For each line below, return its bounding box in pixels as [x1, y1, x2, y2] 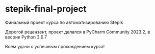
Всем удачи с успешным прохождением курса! [5, 43, 105, 49]
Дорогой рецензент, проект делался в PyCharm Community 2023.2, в [5, 29, 151, 35]
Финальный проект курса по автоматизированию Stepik [5, 19, 124, 25]
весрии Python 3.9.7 [5, 34, 47, 40]
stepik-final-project [5, 3, 87, 15]
